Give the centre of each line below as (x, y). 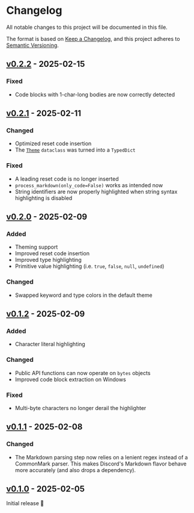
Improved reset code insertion (52, 253)
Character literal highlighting (50, 344)
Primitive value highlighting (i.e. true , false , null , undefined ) (89, 266)
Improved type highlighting (48, 260)
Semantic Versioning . (32, 45)
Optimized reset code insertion (53, 144)
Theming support (36, 247)
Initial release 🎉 (25, 503)
